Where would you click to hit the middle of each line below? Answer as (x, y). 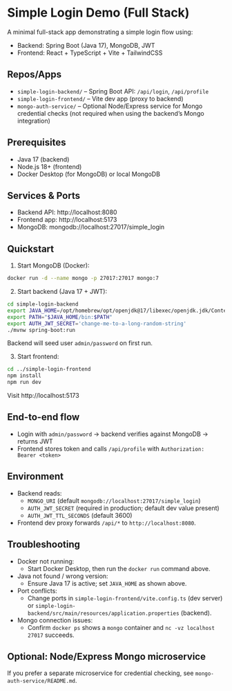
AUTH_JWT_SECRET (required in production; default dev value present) (123, 508)
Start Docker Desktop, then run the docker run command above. (119, 568)
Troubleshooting (44, 544)
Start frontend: (38, 357)
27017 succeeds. (51, 635)
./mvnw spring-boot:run (41, 330)
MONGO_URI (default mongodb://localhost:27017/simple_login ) (114, 500)
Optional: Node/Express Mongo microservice (106, 656)
